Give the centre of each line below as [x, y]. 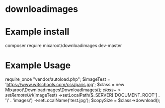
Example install [37, 32]
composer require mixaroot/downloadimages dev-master [64, 46]
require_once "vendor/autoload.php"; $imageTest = [58, 79]
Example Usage [38, 66]
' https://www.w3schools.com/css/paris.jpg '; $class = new [65, 85]
